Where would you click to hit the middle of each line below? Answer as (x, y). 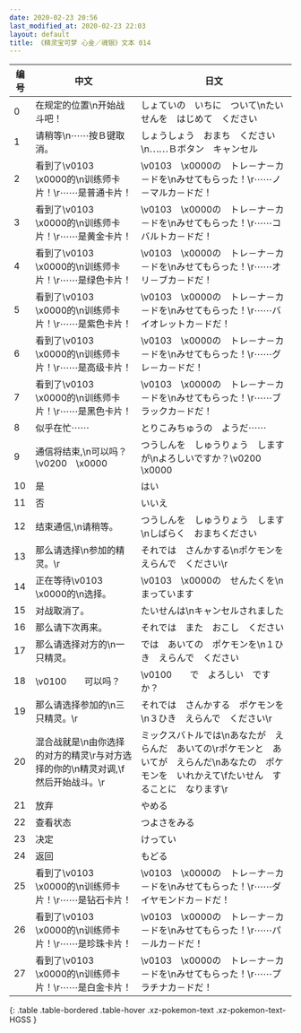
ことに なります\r (189, 789)
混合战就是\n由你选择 (80, 742)
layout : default (39, 34)
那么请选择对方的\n (76, 645)
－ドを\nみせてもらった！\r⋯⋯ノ (211, 179)
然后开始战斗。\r (70, 783)
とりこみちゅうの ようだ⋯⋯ (203, 429)
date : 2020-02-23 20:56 (54, 17)
